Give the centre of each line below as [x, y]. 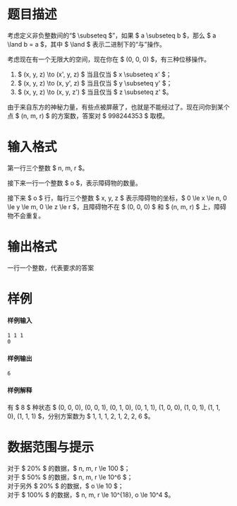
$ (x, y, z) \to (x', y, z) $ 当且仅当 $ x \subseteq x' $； [95, 74]
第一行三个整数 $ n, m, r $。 [48, 167]
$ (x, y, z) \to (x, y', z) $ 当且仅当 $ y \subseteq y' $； [95, 83]
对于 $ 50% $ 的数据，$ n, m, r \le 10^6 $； [70, 477]
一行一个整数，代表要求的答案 [50, 267]
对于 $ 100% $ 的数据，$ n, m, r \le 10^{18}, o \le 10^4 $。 [91, 495]
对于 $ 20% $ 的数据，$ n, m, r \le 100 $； [69, 468]
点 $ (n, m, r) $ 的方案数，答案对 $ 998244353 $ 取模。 [88, 116]
